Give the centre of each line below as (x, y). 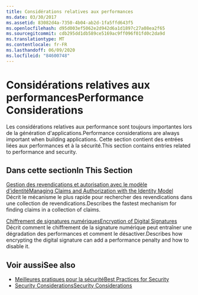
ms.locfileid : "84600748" (38, 56)
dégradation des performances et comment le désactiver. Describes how (94, 234)
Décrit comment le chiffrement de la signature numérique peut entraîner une (99, 227)
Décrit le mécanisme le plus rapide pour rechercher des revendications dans (99, 197)
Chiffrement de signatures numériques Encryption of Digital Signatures (92, 221)
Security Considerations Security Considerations (73, 286)
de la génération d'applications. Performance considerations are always (93, 133)
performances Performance (75, 97)
